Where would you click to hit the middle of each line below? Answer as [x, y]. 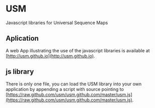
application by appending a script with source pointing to [65, 89]
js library [20, 72]
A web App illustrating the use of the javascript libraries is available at [78, 50]
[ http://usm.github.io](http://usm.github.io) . [50, 56]
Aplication [22, 38]
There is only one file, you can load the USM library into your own [74, 84]
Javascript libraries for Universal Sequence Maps [57, 23]
